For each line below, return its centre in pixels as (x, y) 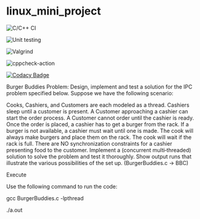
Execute (16, 175)
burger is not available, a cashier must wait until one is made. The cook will (100, 130)
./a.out (15, 210)
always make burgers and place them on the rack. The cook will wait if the (99, 137)
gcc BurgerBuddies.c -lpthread (45, 198)
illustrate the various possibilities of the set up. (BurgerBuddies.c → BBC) (98, 163)
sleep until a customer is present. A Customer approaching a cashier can (97, 111)
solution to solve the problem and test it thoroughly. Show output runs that (99, 157)
